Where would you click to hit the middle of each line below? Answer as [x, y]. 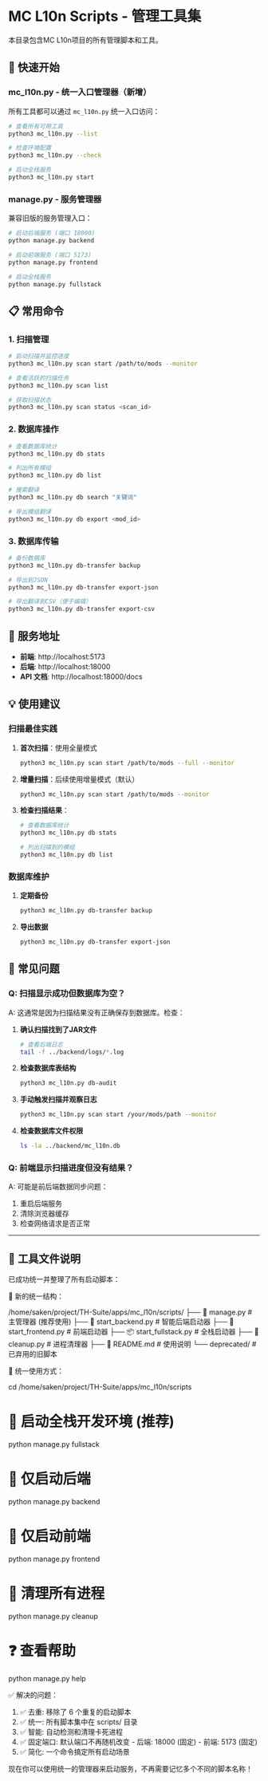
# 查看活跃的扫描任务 [39, 378]
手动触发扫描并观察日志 [58, 1099]
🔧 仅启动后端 [50, 1479]
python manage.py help [47, 1678]
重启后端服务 [41, 1204]
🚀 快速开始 [34, 67]
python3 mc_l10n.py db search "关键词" [73, 498]
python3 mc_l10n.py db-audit [68, 1083]
